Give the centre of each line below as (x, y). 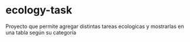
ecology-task (39, 10)
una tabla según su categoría (41, 32)
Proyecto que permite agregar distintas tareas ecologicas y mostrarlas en (95, 26)
